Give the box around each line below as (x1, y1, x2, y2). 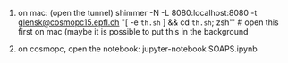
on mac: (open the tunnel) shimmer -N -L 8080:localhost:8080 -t (17, 8, 258, 18)
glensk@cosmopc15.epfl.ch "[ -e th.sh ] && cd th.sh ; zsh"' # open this (17, 17, 279, 28)
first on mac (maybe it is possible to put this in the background (17, 27, 249, 36)
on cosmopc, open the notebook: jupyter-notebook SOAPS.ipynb (17, 43, 258, 54)
